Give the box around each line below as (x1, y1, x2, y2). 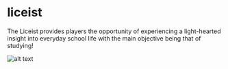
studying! (7, 41, 34, 49)
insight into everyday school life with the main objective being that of (7, 34, 201, 42)
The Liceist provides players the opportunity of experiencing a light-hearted (7, 27, 221, 35)
